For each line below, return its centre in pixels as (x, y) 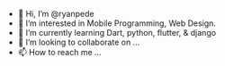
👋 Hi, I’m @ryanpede (56, 14)
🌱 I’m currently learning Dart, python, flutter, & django (117, 33)
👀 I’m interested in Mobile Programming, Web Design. (117, 23)
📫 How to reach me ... (59, 52)
